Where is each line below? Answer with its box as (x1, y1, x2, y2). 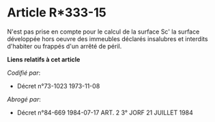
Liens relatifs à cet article (7, 55, 81, 63)
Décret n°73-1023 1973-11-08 (16, 82, 100, 90)
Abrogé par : (7, 95, 41, 103)
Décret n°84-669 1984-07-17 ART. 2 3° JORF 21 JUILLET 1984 (16, 108, 193, 117)
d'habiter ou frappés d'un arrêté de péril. (7, 42, 122, 50)
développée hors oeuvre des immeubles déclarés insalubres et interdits (7, 34, 208, 42)
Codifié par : (7, 69, 41, 77)
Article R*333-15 (7, 5, 107, 21)
